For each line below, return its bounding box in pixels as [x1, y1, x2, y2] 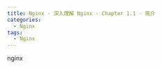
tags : [7, 29, 23, 36]
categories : [7, 16, 41, 23]
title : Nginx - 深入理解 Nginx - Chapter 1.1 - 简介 [7, 10, 156, 17]
